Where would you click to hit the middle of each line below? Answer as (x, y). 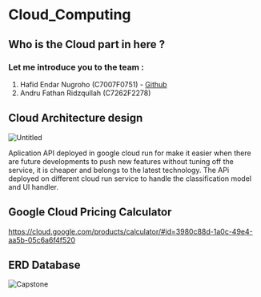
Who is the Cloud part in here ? (87, 44)
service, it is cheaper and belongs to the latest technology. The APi (119, 170)
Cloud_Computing (70, 15)
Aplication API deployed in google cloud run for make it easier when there (130, 153)
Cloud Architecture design (76, 118)
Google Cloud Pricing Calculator (90, 213)
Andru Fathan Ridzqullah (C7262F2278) (85, 93)
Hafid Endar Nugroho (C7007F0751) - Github (93, 84)
